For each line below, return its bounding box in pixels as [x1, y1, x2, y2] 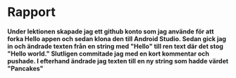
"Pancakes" [7, 64, 44, 72]
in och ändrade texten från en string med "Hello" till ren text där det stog [7, 42, 224, 50]
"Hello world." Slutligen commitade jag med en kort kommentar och [7, 49, 210, 58]
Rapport [7, 4, 56, 20]
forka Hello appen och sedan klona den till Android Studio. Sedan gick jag [7, 34, 227, 42]
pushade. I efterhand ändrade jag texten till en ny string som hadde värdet [7, 56, 229, 65]
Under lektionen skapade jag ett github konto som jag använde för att [7, 27, 214, 36]
